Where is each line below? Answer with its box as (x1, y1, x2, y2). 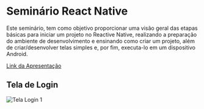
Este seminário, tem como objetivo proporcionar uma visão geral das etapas (6, 24, 198, 32)
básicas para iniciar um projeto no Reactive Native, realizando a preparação (6, 30, 197, 38)
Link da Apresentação (6, 62, 62, 69)
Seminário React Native (6, 4, 128, 18)
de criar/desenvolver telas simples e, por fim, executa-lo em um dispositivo (6, 44, 195, 51)
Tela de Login (6, 80, 59, 90)
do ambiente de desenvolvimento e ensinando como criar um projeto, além (6, 37, 195, 44)
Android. (6, 50, 28, 57)
